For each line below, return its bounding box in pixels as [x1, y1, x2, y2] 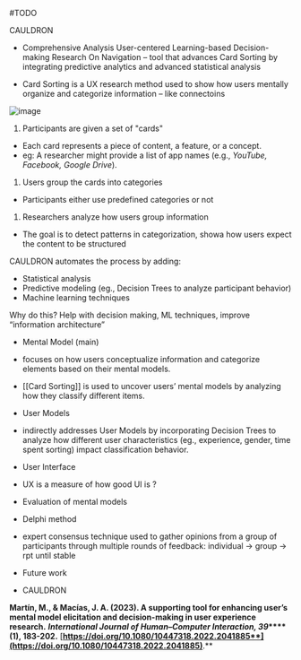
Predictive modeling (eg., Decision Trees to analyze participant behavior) [21, 282, 292, 293]
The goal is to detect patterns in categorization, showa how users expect [21, 229, 293, 239]
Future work [21, 568, 67, 577]
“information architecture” [9, 319, 106, 330]
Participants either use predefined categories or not [21, 195, 214, 204]
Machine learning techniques [21, 292, 130, 303]
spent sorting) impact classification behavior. [21, 444, 189, 455]
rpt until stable [21, 551, 76, 560]
